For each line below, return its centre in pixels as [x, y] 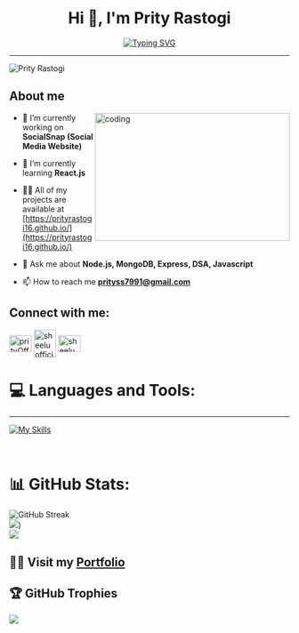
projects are [44, 199]
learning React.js [54, 172]
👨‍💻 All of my [44, 189]
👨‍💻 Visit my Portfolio [67, 562]
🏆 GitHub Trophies [64, 593]
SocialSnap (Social [57, 136]
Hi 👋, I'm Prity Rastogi [149, 18]
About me [37, 96]
